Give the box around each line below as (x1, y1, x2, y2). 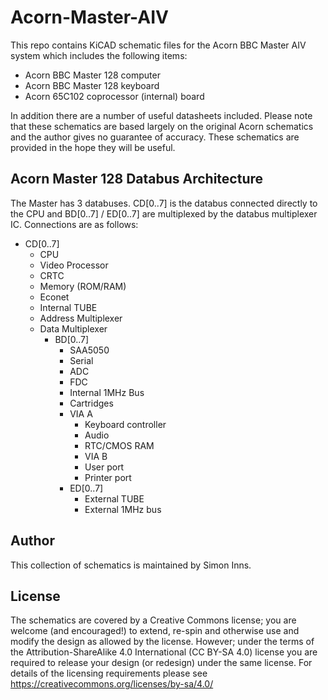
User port (84, 461, 125, 473)
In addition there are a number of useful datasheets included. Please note (10, 109, 313, 121)
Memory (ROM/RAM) (39, 280, 127, 292)
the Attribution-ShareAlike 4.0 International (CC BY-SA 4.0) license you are (10, 646, 318, 658)
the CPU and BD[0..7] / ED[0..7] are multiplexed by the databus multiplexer (10, 207, 318, 220)
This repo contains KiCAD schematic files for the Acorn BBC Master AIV (10, 39, 307, 51)
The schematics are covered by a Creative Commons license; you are (10, 614, 297, 626)
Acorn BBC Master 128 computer (24, 69, 161, 81)
